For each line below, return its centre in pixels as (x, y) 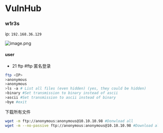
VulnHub (23, 8)
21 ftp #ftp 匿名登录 (31, 66)
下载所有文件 (18, 112)
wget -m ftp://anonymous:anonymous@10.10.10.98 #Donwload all (69, 121)
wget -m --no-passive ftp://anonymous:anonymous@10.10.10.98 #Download (79, 126)
